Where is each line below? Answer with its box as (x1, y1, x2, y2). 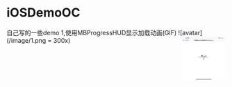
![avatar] (178, 28, 203, 37)
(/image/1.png (6, 36, 47, 44)
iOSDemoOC (6, 5, 81, 21)
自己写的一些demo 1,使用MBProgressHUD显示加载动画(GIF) (6, 28, 177, 37)
